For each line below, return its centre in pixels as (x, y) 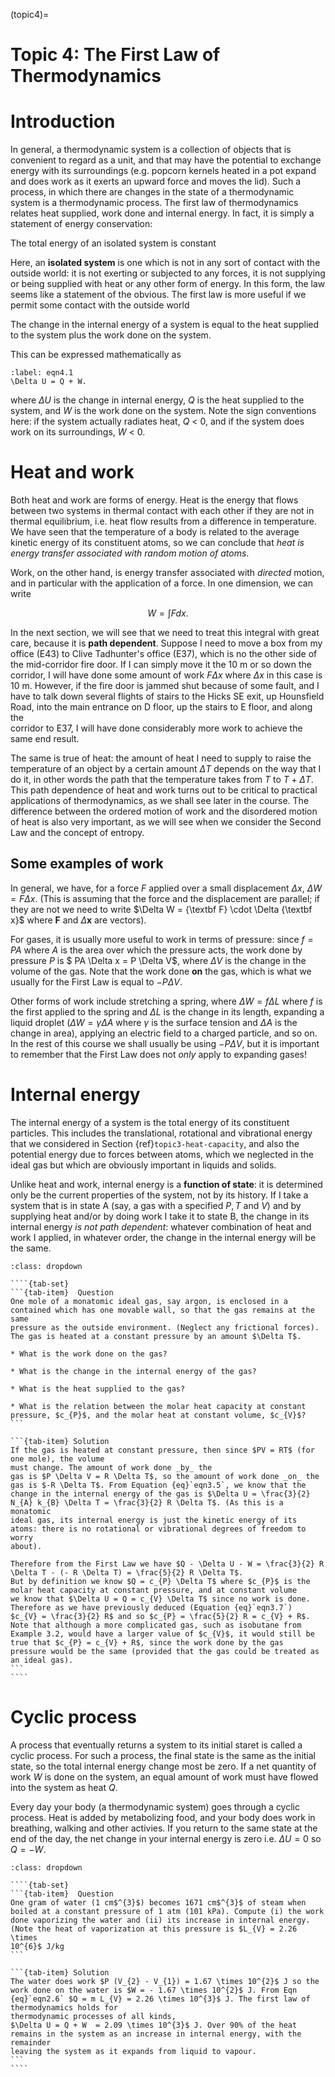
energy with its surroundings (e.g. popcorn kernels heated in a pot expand (163, 171)
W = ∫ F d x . (168, 613)
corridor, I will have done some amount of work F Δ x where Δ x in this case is (166, 675)
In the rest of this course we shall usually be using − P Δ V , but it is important (165, 1043)
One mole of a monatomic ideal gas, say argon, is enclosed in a (149, 1301)
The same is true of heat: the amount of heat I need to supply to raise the (161, 758)
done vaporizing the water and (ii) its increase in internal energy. (160, 1920)
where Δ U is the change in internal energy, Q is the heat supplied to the (157, 400)
